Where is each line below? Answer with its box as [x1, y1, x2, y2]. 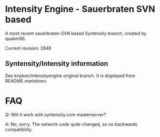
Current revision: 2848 [5, 45, 52, 51]
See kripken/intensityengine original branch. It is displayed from [5, 73, 135, 79]
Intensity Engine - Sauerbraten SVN [5, 3, 155, 15]
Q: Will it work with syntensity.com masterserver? [5, 111, 107, 117]
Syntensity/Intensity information [5, 59, 108, 68]
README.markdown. [5, 78, 48, 84]
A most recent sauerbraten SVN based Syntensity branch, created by [5, 30, 147, 36]
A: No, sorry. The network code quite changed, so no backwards [5, 121, 138, 127]
